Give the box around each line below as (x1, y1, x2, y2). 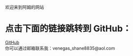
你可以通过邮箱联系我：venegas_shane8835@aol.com (5, 45, 115, 51)
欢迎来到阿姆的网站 (5, 4, 44, 10)
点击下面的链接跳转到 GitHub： (5, 23, 132, 34)
